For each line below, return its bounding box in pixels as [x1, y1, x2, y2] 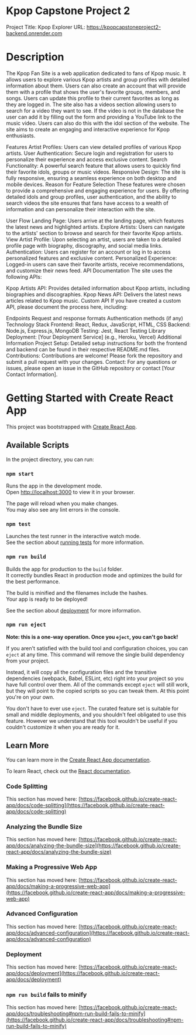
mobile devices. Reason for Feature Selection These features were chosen [6, 181, 186, 188]
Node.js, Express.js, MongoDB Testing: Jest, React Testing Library [6, 327, 166, 334]
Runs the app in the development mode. [6, 482, 102, 489]
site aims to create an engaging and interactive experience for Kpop [6, 126, 170, 133]
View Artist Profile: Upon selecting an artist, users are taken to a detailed [6, 236, 181, 243]
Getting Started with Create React [6, 391, 174, 405]
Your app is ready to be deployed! [6, 596, 88, 603]
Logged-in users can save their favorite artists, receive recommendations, [6, 261, 185, 268]
